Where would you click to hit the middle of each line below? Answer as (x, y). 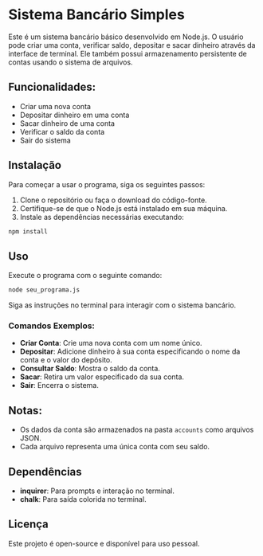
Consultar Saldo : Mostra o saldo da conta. (90, 369)
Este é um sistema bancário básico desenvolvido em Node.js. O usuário (126, 37)
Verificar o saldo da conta (62, 131)
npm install (28, 231)
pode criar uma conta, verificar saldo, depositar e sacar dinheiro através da (132, 45)
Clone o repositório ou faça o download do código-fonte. (113, 200)
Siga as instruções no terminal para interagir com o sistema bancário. (122, 305)
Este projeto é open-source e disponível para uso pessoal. (104, 543)
